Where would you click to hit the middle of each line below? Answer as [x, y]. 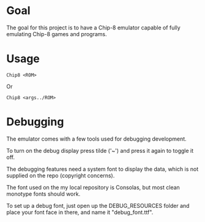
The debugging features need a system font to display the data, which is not [102, 169]
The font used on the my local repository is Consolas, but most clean [93, 187]
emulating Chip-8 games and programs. [57, 34]
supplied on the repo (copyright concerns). [61, 176]
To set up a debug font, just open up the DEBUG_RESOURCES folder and [98, 205]
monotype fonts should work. [43, 194]
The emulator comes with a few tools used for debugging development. [96, 139]
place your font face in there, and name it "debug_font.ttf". [80, 212]
